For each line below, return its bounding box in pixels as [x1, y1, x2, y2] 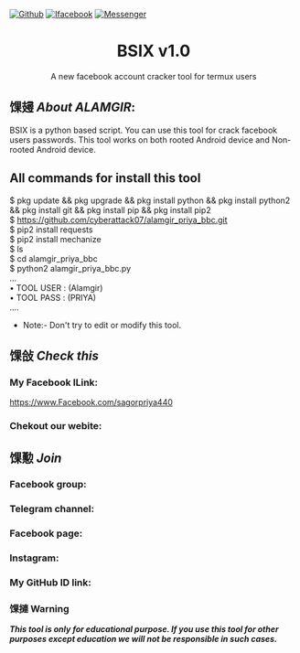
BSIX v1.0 [116, 41, 191, 61]
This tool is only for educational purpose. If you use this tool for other [9, 624, 279, 635]
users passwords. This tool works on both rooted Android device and [9, 134, 270, 145]
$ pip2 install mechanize [9, 233, 102, 244]
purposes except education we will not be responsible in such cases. [9, 634, 277, 645]
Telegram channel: [9, 503, 94, 516]
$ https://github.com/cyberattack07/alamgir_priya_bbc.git [9, 214, 228, 225]
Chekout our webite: [9, 420, 102, 433]
